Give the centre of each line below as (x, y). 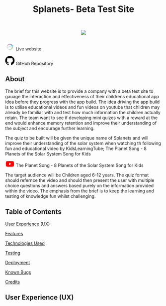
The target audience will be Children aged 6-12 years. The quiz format (77, 175)
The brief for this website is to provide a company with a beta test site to (79, 91)
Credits (13, 282)
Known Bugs (18, 272)
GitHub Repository (35, 63)
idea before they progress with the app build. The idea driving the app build (83, 102)
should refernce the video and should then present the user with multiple (80, 180)
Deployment (18, 262)
